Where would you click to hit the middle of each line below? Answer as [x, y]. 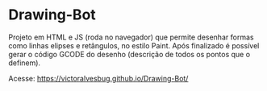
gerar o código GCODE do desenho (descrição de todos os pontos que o [129, 54]
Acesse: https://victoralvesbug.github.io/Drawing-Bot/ [98, 78]
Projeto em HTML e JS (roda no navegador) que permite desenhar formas [131, 37]
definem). [25, 63]
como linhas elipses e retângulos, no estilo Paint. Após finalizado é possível [134, 45]
